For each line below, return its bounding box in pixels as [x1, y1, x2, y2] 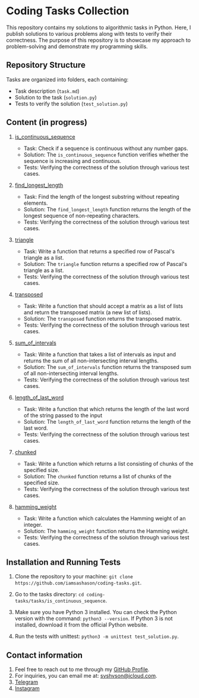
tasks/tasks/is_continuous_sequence [14, 598, 106, 605]
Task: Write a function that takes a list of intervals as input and [23, 350, 176, 358]
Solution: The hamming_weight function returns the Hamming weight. [23, 527, 189, 534]
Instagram [14, 685, 40, 692]
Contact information [6, 650, 83, 660]
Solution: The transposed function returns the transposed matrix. [23, 315, 182, 322]
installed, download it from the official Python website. [14, 621, 149, 628]
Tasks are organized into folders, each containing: [6, 76, 129, 83]
